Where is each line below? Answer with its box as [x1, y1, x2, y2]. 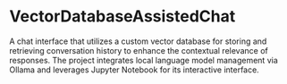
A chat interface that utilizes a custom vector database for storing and [9, 36, 267, 46]
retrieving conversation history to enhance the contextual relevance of [9, 45, 268, 55]
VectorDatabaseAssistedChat [9, 6, 236, 27]
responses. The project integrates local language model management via [9, 55, 279, 65]
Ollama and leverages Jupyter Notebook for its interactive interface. [9, 64, 259, 75]
